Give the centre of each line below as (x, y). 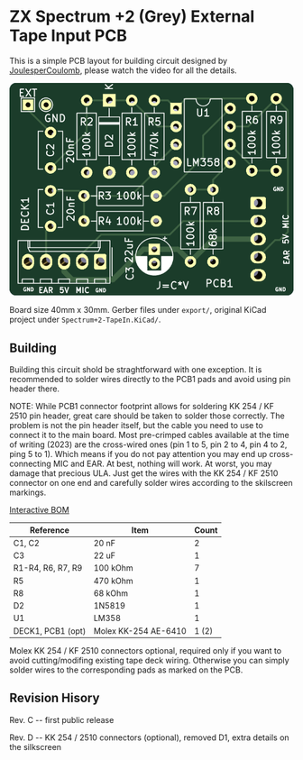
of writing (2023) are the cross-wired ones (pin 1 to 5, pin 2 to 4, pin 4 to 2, (148, 444)
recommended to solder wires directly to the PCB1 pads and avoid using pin (150, 380)
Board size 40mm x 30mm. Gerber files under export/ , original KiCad (138, 310)
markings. (28, 492)
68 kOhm (111, 593)
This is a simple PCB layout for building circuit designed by (119, 60)
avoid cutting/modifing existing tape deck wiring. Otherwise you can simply (150, 661)
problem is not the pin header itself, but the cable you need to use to (136, 426)
